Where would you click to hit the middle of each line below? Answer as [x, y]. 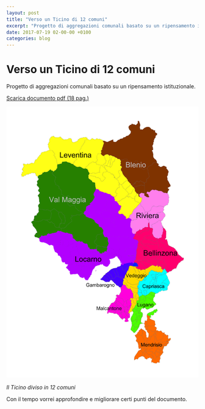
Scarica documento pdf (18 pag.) [48, 98]
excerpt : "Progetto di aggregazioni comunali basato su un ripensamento [101, 26]
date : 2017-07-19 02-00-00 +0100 [49, 32]
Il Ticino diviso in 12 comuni [41, 387]
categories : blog [28, 39]
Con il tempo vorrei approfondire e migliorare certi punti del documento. [97, 399]
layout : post [23, 13]
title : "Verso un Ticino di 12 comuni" [57, 19]
